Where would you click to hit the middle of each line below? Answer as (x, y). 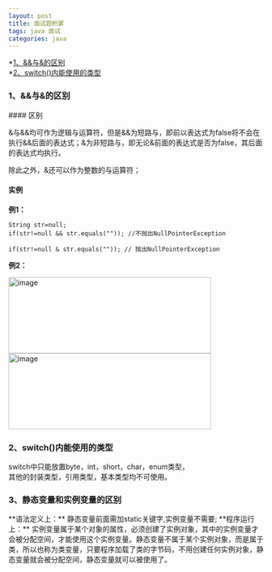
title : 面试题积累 (36, 24)
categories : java (38, 39)
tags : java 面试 (34, 31)
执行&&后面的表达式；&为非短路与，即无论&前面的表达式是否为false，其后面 (136, 142)
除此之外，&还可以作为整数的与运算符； (75, 170)
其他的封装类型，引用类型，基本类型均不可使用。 (90, 477)
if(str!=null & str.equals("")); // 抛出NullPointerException (114, 249)
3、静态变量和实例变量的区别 (65, 500)
